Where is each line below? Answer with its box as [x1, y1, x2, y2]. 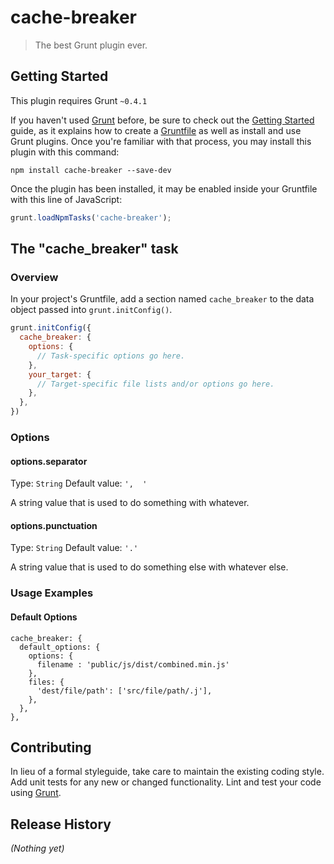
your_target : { [28, 369, 92, 380]
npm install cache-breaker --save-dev [10, 165, 172, 175]
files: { [28, 677, 65, 687]
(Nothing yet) [10, 842, 65, 855]
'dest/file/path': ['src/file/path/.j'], [36, 686, 213, 696]
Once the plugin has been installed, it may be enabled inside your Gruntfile [10, 182, 318, 195]
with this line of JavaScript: [10, 193, 123, 205]
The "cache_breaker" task [10, 241, 179, 258]
